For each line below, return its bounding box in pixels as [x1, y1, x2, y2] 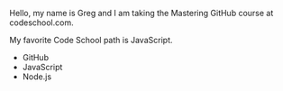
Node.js [22, 71, 52, 82]
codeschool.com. [9, 17, 74, 28]
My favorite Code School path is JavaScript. [9, 35, 173, 45]
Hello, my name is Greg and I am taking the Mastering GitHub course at [9, 8, 274, 18]
